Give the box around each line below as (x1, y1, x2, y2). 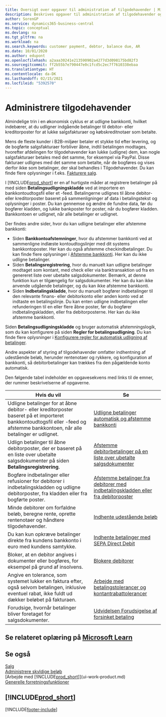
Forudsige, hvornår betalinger (7, 604, 77, 611)
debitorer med (93, 480, 127, 487)
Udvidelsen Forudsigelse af (93, 607, 157, 614)
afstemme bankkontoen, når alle (7, 424, 83, 431)
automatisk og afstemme (93, 415, 151, 422)
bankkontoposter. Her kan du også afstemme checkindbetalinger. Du (12, 246, 153, 252)
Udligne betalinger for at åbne (7, 400, 77, 407)
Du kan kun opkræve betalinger (7, 531, 81, 538)
